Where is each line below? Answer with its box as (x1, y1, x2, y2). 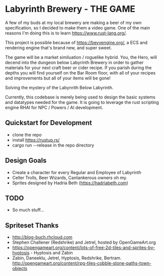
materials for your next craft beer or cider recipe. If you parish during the (5, 65, 152, 71)
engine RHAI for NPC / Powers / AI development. (5, 104, 103, 110)
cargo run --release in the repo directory (12, 142, 94, 148)
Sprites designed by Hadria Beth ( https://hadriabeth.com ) (12, 180, 129, 186)
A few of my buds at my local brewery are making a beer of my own (5, 20, 142, 25)
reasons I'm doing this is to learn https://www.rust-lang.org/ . (5, 30, 127, 36)
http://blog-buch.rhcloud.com (12, 234, 72, 240)
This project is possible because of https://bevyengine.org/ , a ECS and (5, 39, 148, 45)
